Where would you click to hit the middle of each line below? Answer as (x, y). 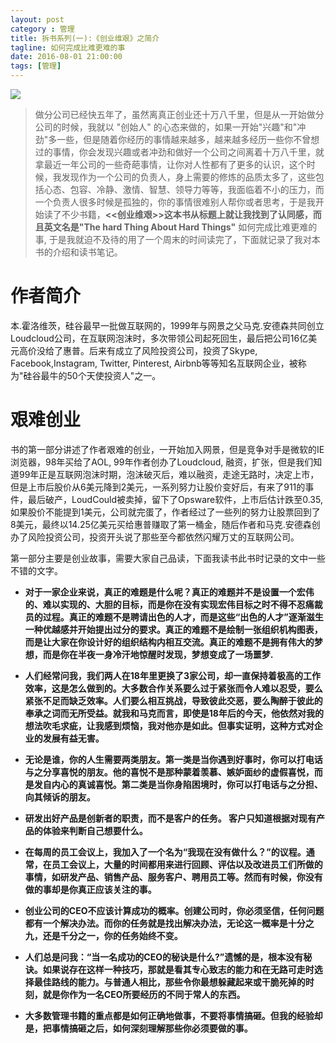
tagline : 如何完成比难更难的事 (68, 47)
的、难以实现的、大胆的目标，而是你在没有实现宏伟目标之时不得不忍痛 (169, 604)
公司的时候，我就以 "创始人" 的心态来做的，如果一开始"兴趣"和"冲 (170, 127)
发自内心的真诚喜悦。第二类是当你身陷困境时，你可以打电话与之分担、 (178, 784)
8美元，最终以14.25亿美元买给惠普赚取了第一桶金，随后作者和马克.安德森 (161, 524)
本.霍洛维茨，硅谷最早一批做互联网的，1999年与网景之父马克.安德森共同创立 (167, 325)
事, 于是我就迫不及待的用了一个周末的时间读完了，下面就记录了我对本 (177, 239)
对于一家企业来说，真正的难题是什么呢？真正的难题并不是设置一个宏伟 (169, 592)
